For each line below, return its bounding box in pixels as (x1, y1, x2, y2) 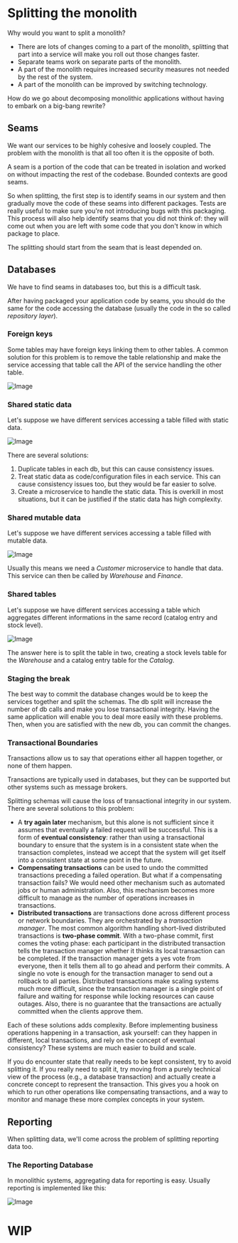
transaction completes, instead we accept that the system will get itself (17, 849, 226, 857)
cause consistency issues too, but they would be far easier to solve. (17, 480, 217, 488)
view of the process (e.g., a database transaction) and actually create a (7, 1073, 216, 1081)
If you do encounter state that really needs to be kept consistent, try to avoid (7, 1057, 232, 1066)
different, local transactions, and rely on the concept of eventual (7, 1036, 195, 1044)
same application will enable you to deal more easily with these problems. (7, 713, 223, 721)
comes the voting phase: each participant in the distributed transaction (17, 939, 226, 948)
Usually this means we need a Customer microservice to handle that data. (7, 564, 224, 572)
